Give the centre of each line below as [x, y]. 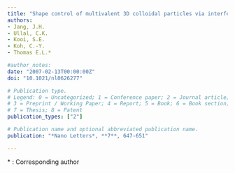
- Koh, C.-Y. [26, 46]
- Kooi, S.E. [26, 40]
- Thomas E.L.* [29, 53]
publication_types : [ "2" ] [45, 117]
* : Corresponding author [43, 162]
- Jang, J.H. [26, 27]
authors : [20, 20]
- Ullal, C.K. [28, 33]
